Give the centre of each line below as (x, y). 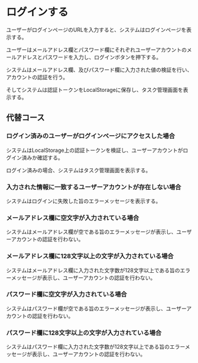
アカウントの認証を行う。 (37, 77)
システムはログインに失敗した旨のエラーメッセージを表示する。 (84, 201)
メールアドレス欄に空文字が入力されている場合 (73, 218)
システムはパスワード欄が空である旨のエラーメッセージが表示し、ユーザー (96, 308)
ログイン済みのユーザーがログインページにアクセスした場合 (91, 136)
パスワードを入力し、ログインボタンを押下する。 (102, 57)
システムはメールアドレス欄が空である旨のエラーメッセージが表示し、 (91, 232)
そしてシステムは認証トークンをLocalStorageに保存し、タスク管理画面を (95, 90)
